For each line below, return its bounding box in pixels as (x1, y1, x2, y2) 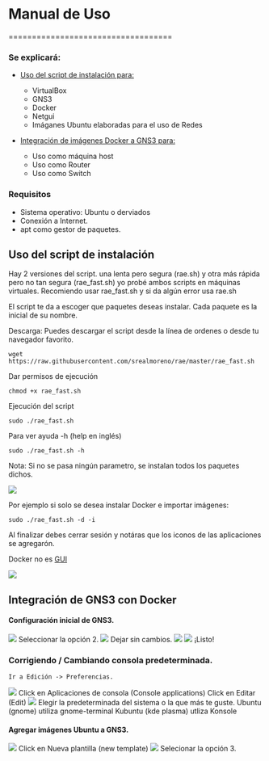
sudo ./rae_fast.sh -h (8, 447, 85, 455)
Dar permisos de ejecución (8, 372, 99, 381)
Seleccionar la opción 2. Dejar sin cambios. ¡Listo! (18, 634, 215, 644)
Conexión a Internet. (19, 216, 89, 225)
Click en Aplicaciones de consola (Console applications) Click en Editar (18, 688, 256, 698)
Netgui (32, 111, 55, 121)
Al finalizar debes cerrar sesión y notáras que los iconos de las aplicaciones (8, 530, 262, 540)
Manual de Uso (8, 5, 111, 23)
